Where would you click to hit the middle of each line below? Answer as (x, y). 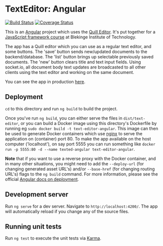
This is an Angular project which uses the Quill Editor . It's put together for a (80, 32)
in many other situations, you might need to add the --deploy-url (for (75, 163)
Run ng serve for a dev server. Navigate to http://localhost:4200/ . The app (81, 206)
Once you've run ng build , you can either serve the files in (64, 118)
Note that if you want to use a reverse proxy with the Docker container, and (81, 158)
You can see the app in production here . (45, 82)
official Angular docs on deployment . (42, 179)
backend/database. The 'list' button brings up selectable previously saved (79, 56)
